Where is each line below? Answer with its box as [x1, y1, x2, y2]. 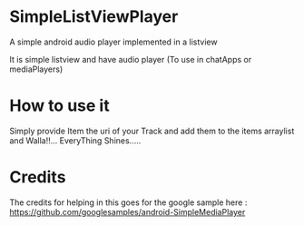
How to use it [9, 95, 111, 116]
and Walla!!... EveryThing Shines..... [9, 134, 142, 146]
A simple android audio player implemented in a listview [9, 36, 218, 47]
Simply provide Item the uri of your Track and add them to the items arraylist [9, 125, 295, 136]
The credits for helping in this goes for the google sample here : [9, 197, 248, 208]
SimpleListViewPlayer [9, 6, 179, 27]
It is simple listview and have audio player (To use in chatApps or [9, 54, 252, 64]
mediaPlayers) [9, 64, 64, 74]
